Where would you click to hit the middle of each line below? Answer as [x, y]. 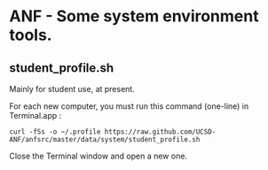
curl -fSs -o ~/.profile [55, 132]
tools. [31, 35]
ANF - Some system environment [134, 16]
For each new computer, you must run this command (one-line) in [129, 106]
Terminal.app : [35, 116]
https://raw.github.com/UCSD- [160, 132]
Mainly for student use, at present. [72, 89]
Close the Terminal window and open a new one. [99, 156]
